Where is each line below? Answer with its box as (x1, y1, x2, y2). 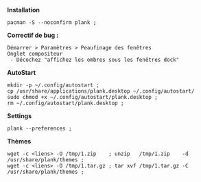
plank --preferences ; (7, 125, 72, 132)
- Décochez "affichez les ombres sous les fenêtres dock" (10, 56, 180, 63)
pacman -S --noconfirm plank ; (7, 19, 97, 26)
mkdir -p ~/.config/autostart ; (7, 82, 99, 89)
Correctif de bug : (7, 31, 59, 39)
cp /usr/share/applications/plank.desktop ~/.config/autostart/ (7, 88, 195, 95)
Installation (7, 6, 40, 14)
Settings (7, 112, 32, 120)
